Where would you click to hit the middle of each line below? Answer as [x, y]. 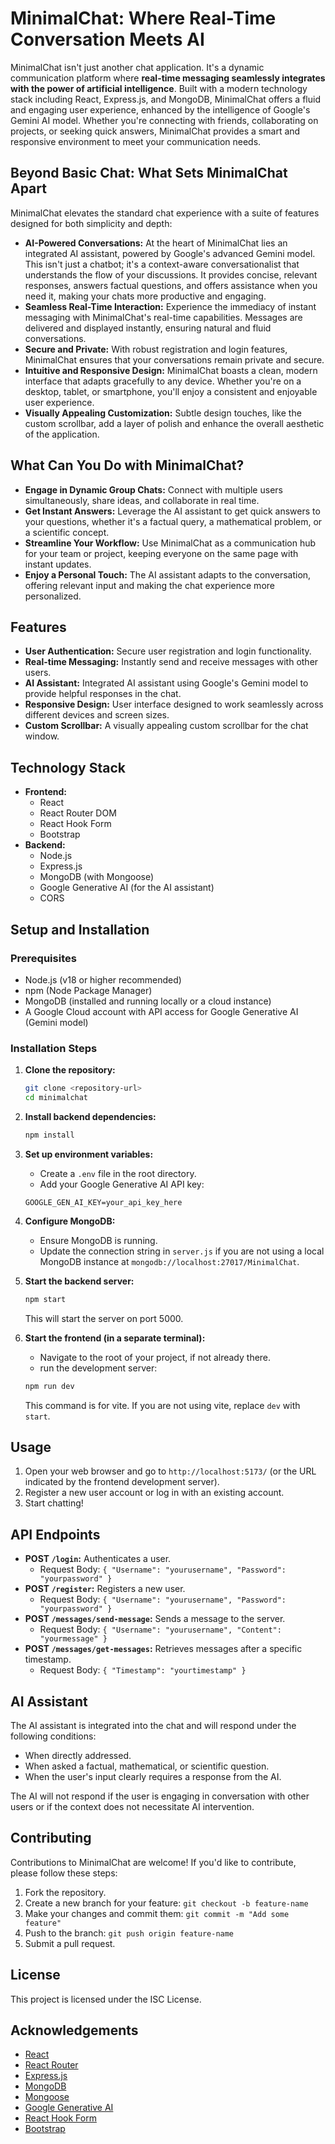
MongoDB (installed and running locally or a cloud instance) [148, 1001]
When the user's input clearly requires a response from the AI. [153, 1776]
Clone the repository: [70, 1070]
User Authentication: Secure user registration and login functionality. [168, 651]
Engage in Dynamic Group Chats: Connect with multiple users [153, 489]
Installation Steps [54, 1048]
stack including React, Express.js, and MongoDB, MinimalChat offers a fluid [165, 99]
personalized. [53, 596]
